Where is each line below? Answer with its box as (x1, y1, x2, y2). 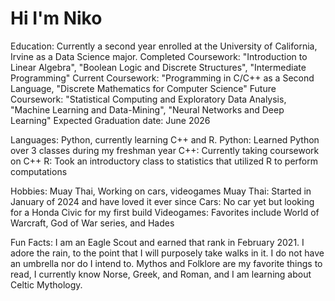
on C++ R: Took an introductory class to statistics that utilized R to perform (10, 155, 318, 167)
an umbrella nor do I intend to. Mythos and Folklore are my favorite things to (10, 257, 323, 269)
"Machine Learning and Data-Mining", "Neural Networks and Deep (10, 103, 285, 116)
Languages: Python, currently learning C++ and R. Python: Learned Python (10, 133, 320, 146)
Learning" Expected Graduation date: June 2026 (10, 114, 211, 126)
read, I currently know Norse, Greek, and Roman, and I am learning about (10, 268, 312, 280)
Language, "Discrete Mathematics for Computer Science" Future (10, 82, 277, 94)
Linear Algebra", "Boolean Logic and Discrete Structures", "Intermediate (10, 61, 307, 73)
